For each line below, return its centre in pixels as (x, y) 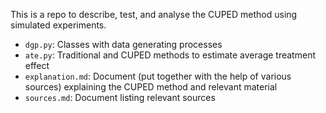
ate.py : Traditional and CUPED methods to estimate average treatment (170, 55)
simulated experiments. (58, 25)
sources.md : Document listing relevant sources (120, 97)
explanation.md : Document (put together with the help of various (158, 76)
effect (37, 65)
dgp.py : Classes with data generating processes (123, 44)
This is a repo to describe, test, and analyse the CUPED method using (154, 14)
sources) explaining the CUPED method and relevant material (151, 87)
